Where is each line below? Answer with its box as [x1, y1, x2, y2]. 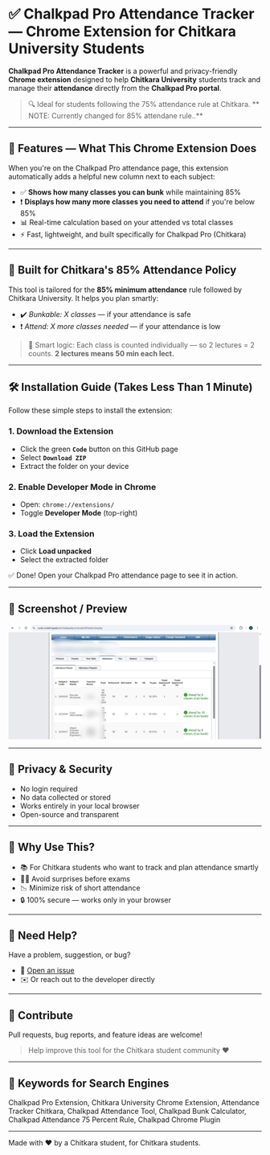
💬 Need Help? [8, 928, 78, 942]
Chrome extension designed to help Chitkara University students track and [8, 74, 261, 84]
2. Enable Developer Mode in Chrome [8, 481, 157, 492]
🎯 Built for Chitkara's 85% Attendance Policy [8, 263, 237, 277]
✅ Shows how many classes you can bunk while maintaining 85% [19, 187, 241, 197]
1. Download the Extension [8, 425, 114, 437]
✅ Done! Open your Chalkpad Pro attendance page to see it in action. [8, 570, 239, 580]
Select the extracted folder [19, 555, 109, 565]
